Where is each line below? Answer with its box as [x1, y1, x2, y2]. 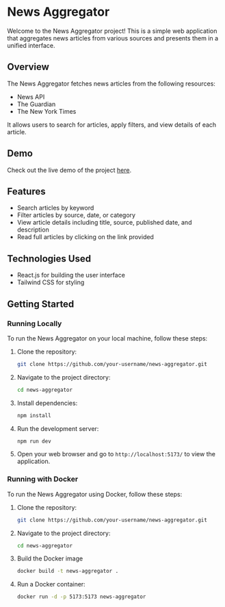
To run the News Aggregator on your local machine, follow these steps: [7, 334, 208, 343]
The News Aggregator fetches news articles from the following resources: [7, 79, 215, 88]
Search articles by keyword [16, 203, 94, 212]
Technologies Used [7, 253, 91, 264]
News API [16, 92, 45, 101]
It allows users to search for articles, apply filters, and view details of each [7, 121, 217, 129]
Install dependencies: [16, 399, 78, 407]
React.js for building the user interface [16, 271, 125, 280]
